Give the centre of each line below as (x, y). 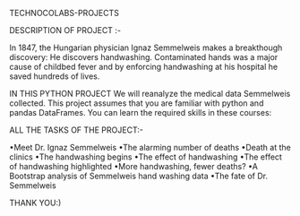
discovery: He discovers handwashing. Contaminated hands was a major (144, 57)
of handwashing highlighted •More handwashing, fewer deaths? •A (133, 166)
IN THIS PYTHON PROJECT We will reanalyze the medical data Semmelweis (150, 94)
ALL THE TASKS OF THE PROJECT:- (76, 130)
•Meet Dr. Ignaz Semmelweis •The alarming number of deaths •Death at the (150, 147)
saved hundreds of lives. (55, 76)
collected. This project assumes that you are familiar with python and (137, 103)
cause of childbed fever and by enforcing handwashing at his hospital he (144, 67)
